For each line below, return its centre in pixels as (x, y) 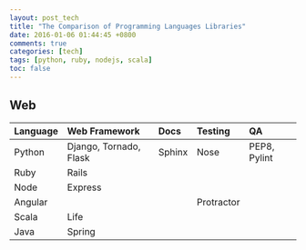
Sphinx (173, 152)
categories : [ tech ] (46, 52)
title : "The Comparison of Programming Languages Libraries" (128, 26)
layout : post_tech (44, 18)
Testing (214, 131)
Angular (31, 202)
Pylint (261, 157)
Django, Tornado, (104, 146)
